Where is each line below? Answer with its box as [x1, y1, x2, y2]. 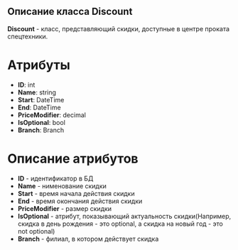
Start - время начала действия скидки [17, 189, 135, 197]
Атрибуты [7, 57, 71, 73]
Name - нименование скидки [17, 181, 107, 190]
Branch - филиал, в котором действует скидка [17, 234, 159, 243]
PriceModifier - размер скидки [17, 204, 112, 212]
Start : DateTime [17, 95, 65, 104]
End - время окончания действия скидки [17, 197, 143, 205]
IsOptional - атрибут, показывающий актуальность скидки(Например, [17, 212, 232, 220]
